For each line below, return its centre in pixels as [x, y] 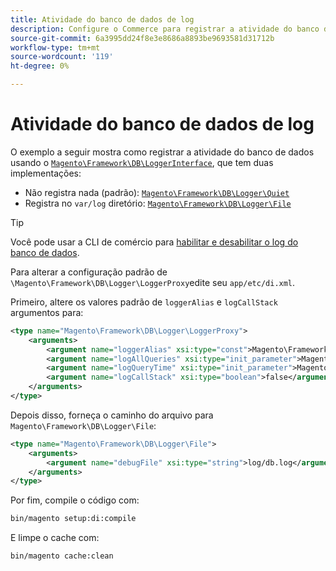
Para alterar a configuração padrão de [89, 272]
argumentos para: [47, 312]
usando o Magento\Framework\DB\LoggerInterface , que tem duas [142, 162]
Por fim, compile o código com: [75, 500]
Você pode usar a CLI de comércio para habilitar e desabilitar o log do [154, 242]
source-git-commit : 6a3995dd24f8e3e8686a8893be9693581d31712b [142, 38]
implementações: [46, 173]
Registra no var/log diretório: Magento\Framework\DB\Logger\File [158, 203]
